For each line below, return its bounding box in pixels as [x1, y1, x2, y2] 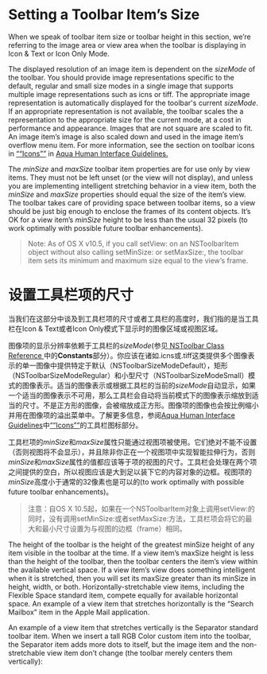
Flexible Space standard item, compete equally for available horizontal [8, 590, 238, 600]
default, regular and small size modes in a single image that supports [8, 81, 234, 91]
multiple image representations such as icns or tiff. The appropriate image [8, 89, 250, 99]
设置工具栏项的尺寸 [8, 286, 134, 304]
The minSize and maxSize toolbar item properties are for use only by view [8, 164, 250, 173]
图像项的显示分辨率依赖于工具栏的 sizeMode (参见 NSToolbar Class [8, 341, 225, 350]
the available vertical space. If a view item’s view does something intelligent [8, 565, 256, 575]
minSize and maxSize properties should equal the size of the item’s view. [8, 189, 246, 199]
